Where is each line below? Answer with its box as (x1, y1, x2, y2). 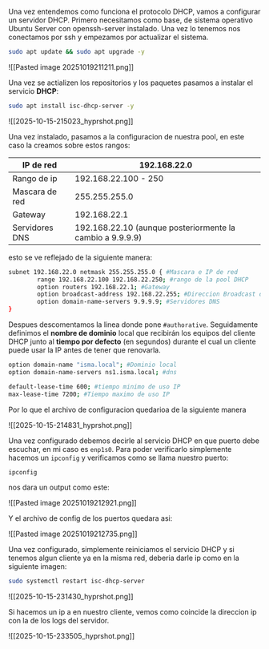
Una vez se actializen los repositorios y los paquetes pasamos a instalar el (8, 78, 254, 87)
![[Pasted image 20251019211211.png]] (8, 62, 134, 71)
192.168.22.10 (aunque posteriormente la (74, 222, 236, 233)
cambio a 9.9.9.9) (74, 232, 143, 243)
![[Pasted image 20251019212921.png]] (8, 498, 138, 508)
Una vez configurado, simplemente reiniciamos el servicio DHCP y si (8, 545, 235, 554)
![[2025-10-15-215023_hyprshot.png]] (8, 116, 134, 126)
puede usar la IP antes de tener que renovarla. (8, 345, 162, 355)
